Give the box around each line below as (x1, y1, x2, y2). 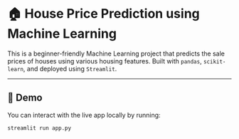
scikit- (203, 58, 226, 65)
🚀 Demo (7, 92, 43, 104)
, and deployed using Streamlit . (23, 64, 117, 73)
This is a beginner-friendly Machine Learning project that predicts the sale (7, 49, 225, 58)
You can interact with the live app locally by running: (7, 110, 161, 119)
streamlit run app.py (7, 124, 72, 132)
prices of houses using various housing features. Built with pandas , (7, 56, 202, 65)
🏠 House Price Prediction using (7, 6, 201, 22)
